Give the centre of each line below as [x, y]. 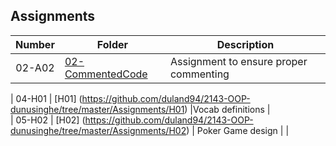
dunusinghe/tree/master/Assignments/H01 [97, 109]
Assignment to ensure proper [238, 61]
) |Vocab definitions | [227, 109]
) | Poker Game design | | [238, 130]
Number [35, 44]
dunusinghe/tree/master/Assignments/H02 [98, 130]
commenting [199, 74]
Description [245, 44]
